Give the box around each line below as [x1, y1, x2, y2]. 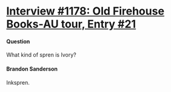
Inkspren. [6, 79, 30, 86]
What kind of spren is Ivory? [6, 51, 77, 58]
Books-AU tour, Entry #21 [6, 17, 136, 31]
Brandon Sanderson [6, 65, 58, 73]
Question [6, 38, 30, 45]
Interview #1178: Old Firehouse [6, 4, 165, 18]
